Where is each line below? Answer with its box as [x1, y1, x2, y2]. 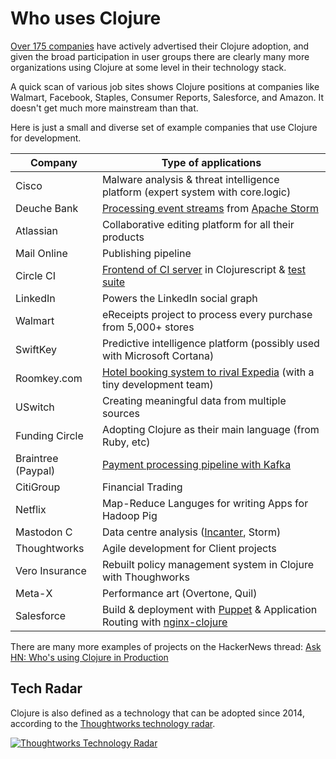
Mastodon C [15, 525, 73, 539]
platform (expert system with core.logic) [101, 185, 292, 199]
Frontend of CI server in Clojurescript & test [101, 262, 306, 276]
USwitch [15, 400, 55, 414]
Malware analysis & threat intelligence [101, 172, 280, 186]
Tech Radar [10, 680, 83, 697]
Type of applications [161, 155, 262, 169]
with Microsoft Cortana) [101, 348, 215, 362]
